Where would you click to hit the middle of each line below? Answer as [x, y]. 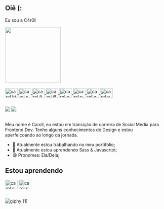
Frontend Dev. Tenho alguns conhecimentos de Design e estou [69, 130]
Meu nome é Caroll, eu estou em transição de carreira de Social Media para [82, 124]
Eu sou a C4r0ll [21, 20]
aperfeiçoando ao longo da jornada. [41, 135]
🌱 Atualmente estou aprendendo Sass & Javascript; [64, 150]
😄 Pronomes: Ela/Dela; [36, 155]
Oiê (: [14, 8]
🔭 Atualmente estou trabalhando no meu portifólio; [63, 144]
